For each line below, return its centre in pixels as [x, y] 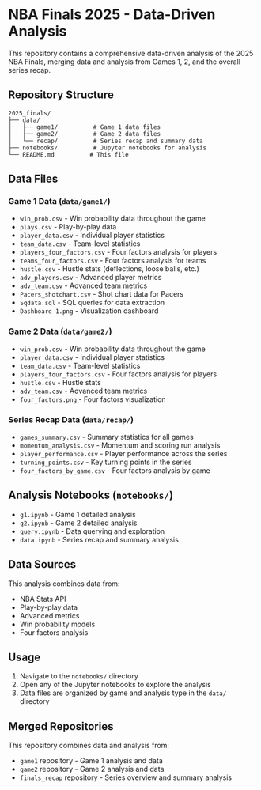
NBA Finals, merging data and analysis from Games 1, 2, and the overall [125, 62]
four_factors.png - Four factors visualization [93, 399]
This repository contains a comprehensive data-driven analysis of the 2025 [131, 53]
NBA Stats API [43, 599]
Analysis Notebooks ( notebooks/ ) [91, 495]
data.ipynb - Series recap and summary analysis [99, 539]
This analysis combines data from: [64, 584]
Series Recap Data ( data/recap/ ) [71, 419]
